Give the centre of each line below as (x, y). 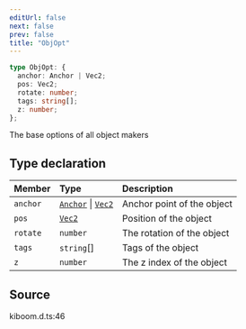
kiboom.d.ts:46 (37, 316)
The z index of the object (174, 262)
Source (30, 294)
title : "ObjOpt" (40, 43)
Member (32, 188)
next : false (31, 26)
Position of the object (167, 219)
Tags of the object (160, 248)
